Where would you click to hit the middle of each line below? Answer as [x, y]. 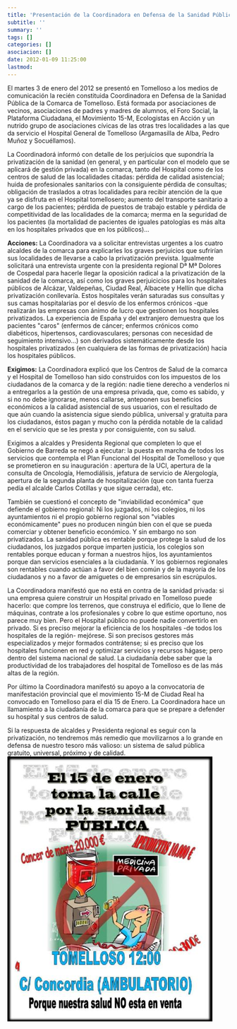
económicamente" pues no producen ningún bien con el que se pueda [110, 524]
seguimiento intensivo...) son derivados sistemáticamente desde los [106, 340]
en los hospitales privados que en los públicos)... [78, 229]
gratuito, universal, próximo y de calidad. [66, 753]
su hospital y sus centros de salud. [58, 716]
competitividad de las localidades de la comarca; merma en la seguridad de [117, 214]
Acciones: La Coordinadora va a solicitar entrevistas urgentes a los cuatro [115, 243]
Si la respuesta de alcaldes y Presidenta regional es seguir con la [102, 730]
